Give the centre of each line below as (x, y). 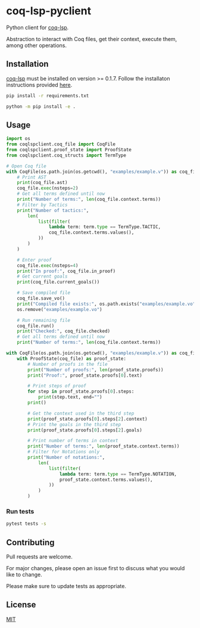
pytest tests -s (26, 524)
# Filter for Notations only (64, 452)
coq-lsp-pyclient (49, 11)
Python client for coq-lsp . (37, 27)
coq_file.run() (36, 326)
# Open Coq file (26, 166)
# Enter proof (34, 260)
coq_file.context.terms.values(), (91, 233)
